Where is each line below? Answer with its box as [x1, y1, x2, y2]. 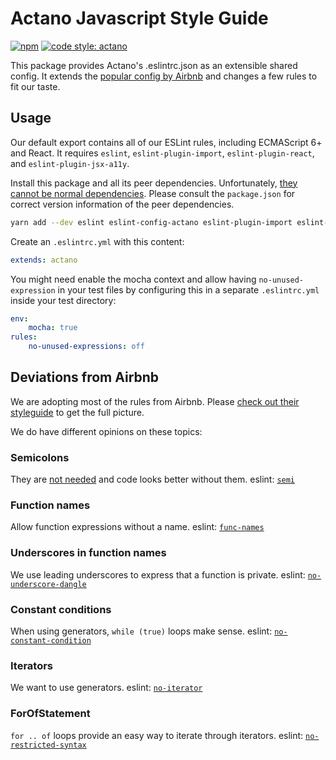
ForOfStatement [10, 707, 91, 721]
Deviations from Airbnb [10, 369, 160, 386]
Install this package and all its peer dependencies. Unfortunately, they [10, 177, 298, 189]
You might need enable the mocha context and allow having [10, 273, 257, 285]
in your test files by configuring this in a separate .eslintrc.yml [57, 283, 320, 296]
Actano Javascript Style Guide [10, 7, 269, 30]
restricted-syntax [10, 740, 87, 750]
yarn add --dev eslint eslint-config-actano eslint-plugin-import [10, 217, 293, 227]
